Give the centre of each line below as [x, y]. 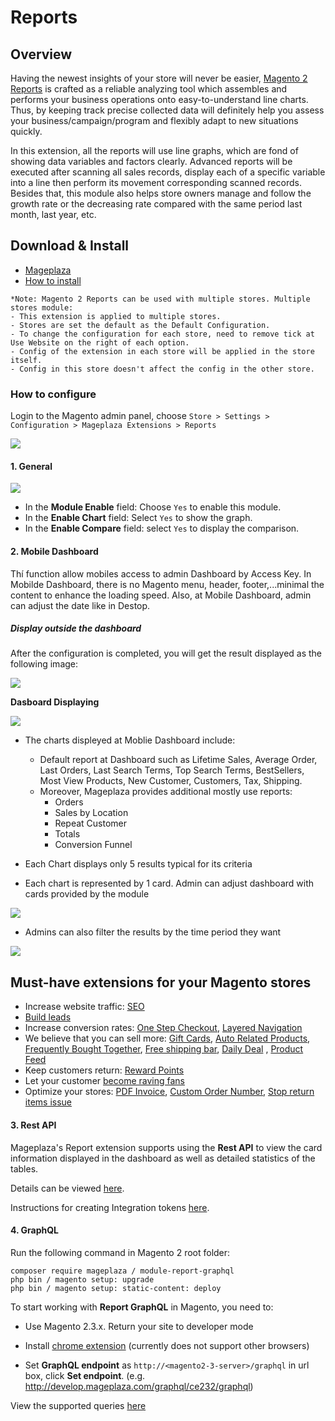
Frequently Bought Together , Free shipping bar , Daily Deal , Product [164, 1049]
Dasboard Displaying [55, 702]
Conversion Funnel [93, 845]
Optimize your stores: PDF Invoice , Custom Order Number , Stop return [169, 1092]
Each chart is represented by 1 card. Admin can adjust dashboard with [169, 883]
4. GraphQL [35, 1230]
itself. [26, 360]
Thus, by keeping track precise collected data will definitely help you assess [167, 110]
